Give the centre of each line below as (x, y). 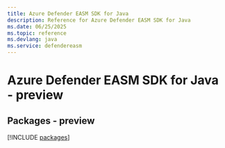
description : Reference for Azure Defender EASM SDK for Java (99, 20)
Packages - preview (51, 121)
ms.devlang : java (32, 40)
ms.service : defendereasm (44, 46)
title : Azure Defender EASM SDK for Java (68, 14)
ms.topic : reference (37, 33)
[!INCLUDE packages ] (39, 137)
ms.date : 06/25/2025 (37, 26)
